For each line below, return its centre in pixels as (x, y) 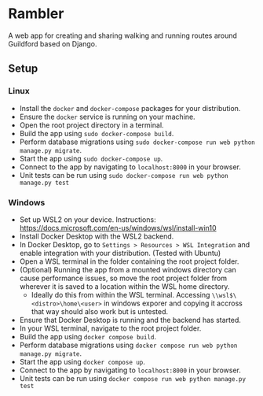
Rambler (36, 14)
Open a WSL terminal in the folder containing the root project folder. (129, 261)
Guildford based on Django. (53, 43)
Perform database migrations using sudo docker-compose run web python (137, 142)
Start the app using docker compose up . (82, 361)
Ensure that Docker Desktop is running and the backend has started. (130, 320)
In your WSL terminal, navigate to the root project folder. (110, 328)
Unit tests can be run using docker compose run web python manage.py (132, 378)
